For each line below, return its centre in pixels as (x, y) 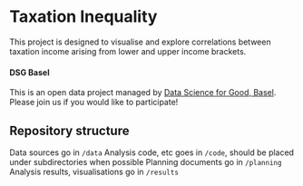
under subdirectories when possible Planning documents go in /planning (146, 162)
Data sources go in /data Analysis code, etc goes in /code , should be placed (152, 152)
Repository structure (69, 130)
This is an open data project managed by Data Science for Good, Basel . (143, 93)
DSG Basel (29, 72)
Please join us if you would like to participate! (94, 103)
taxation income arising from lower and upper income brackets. (128, 51)
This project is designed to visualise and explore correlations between (140, 42)
